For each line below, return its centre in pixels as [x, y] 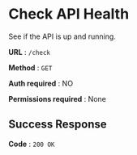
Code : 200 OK [32, 144]
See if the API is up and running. [62, 36]
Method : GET [30, 67]
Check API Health [69, 14]
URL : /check [30, 52]
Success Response [58, 125]
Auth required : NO [41, 83]
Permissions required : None [58, 98]
